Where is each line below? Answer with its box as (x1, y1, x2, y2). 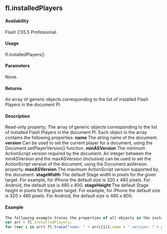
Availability (5, 17, 29, 24)
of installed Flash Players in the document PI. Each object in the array (5, 129, 147, 135)
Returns (5, 85, 22, 91)
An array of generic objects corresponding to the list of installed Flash (5, 97, 149, 103)
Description (5, 113, 30, 119)
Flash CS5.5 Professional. (5, 29, 58, 35)
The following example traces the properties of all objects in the (5, 215, 150, 221)
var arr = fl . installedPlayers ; (5, 220, 72, 225)
